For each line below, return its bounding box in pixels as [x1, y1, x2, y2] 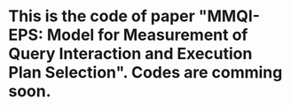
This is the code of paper [8, 6, 196, 26]
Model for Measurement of [46, 25, 248, 45]
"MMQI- [198, 6, 261, 26]
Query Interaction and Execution [8, 44, 253, 64]
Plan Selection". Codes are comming [8, 63, 283, 83]
